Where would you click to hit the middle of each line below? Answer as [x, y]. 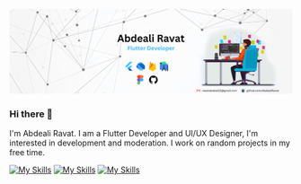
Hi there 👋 [31, 114]
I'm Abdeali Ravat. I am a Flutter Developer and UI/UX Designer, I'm [134, 134]
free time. [27, 153]
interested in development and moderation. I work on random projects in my [150, 143]
